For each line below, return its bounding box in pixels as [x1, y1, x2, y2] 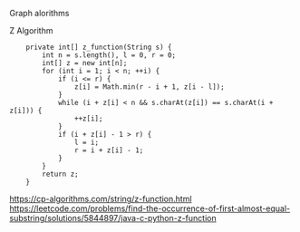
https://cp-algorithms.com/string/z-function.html [9, 194, 192, 204]
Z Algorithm [9, 25, 53, 35]
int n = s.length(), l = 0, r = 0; [42, 51, 177, 60]
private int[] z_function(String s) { [25, 43, 172, 52]
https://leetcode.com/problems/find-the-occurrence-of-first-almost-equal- [9, 203, 291, 214]
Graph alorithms [9, 8, 70, 18]
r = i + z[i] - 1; [73, 146, 144, 155]
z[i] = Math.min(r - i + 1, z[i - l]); [73, 82, 225, 92]
